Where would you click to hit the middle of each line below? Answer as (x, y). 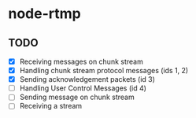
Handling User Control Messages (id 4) (83, 88)
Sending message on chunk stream (77, 97)
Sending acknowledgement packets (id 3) (87, 79)
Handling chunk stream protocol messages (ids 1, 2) (104, 71)
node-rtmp (44, 14)
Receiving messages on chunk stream (81, 61)
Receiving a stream (51, 106)
